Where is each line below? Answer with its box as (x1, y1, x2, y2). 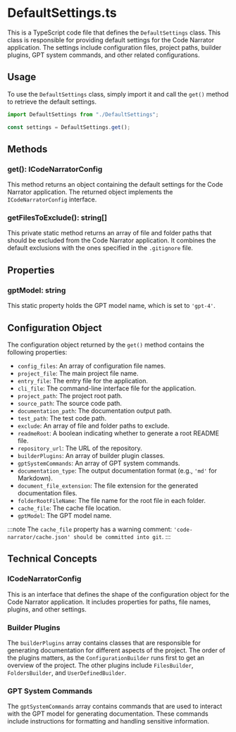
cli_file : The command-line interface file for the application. (17, 384, 197, 392)
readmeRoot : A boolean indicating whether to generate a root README (17, 428, 220, 438)
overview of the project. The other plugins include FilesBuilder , (7, 661, 194, 669)
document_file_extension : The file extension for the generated (17, 481, 199, 490)
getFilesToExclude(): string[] (7, 213, 108, 223)
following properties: (7, 347, 68, 356)
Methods (7, 143, 48, 155)
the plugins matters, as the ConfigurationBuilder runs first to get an (7, 653, 205, 662)
